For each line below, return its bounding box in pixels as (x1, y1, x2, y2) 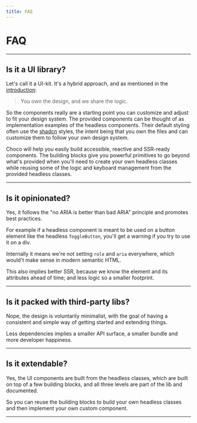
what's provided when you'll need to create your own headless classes (6, 158, 178, 165)
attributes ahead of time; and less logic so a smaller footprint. (6, 274, 154, 281)
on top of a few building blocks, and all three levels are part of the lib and (6, 381, 183, 388)
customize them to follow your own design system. (6, 134, 129, 141)
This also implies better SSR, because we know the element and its (6, 268, 168, 275)
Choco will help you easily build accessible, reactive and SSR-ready (6, 145, 170, 153)
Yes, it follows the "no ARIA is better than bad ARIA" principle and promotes (6, 209, 189, 216)
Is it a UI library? (6, 64, 66, 74)
